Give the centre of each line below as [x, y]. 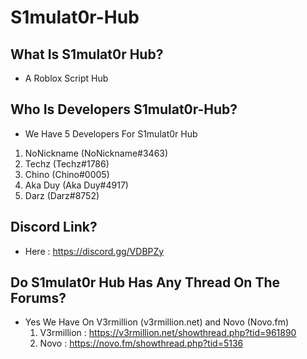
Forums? [38, 298]
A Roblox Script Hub [66, 78]
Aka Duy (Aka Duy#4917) [76, 185]
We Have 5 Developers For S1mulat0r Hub [111, 133]
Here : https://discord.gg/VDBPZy [94, 251]
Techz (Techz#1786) [67, 163]
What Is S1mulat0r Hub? [87, 54]
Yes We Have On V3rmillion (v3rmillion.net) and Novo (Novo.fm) [157, 322]
